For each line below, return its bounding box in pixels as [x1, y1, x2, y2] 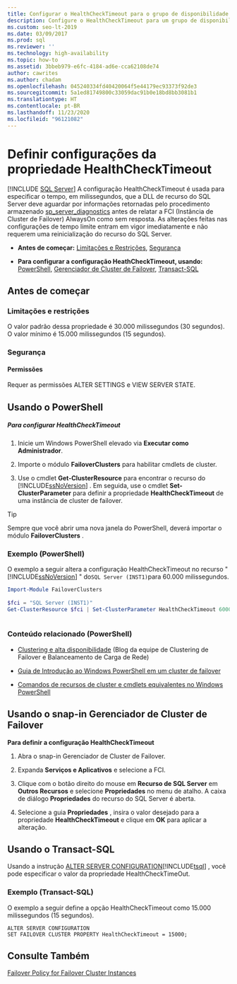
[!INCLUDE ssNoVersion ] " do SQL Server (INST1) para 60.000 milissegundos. [7, 572, 229, 581]
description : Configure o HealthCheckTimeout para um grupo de [7, 17, 197, 24]
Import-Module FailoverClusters [7, 586, 102, 594]
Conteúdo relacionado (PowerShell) [7, 629, 133, 639]
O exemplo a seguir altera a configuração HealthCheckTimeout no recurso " [7, 565, 229, 574]
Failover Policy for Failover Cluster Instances [7, 968, 137, 977]
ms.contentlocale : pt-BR [7, 103, 80, 110]
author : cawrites [7, 69, 59, 76]
